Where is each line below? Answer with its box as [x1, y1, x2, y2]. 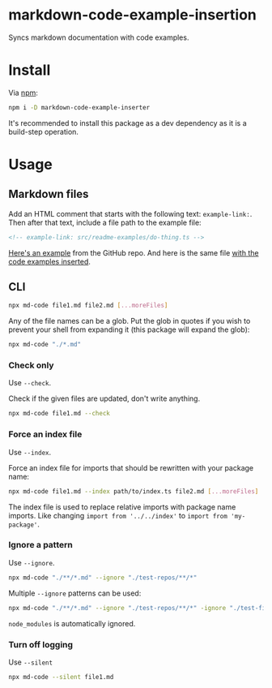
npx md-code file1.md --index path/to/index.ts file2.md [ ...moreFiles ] [8, 487, 259, 496]
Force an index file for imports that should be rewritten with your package [8, 462, 254, 472]
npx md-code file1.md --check [8, 410, 111, 418]
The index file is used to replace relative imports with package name [8, 501, 236, 512]
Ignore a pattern [8, 540, 73, 551]
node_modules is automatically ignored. [8, 618, 136, 628]
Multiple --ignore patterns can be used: [8, 588, 142, 598]
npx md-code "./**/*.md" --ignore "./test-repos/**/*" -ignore [8, 604, 227, 612]
